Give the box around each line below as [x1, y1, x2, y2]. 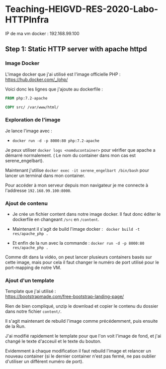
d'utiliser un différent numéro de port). [5, 359, 83, 365]
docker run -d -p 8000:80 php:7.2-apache [12, 138, 99, 143]
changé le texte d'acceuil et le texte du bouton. [5, 338, 102, 344]
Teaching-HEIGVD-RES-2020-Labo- [5, 3, 159, 15]
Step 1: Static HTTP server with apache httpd [5, 45, 147, 53]
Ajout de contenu [5, 200, 48, 207]
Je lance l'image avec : [5, 128, 52, 134]
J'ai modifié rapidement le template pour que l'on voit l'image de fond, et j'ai [5, 333, 162, 339]
